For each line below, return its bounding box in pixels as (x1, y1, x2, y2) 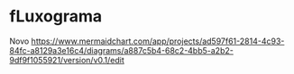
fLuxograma (9, 6, 103, 27)
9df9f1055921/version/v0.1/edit (9, 54, 124, 65)
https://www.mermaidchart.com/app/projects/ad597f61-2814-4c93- (31, 36, 285, 46)
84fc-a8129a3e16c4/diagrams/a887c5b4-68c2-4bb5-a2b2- (9, 45, 234, 55)
